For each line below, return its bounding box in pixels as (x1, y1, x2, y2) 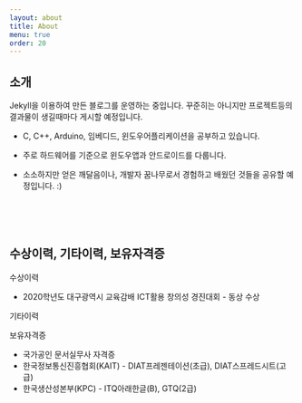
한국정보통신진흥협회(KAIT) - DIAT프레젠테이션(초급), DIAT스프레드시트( (22, 360, 279, 371)
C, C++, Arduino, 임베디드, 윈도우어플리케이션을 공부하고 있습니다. (22, 130, 260, 141)
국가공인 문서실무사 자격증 (22, 349, 116, 360)
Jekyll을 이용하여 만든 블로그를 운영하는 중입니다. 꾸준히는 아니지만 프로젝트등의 (9, 101, 293, 111)
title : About (9, 22, 59, 31)
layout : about (9, 13, 63, 23)
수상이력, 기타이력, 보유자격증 (9, 246, 165, 262)
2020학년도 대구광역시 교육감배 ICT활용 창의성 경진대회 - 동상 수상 (22, 291, 260, 302)
